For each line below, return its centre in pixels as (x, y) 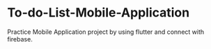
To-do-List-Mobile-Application (99, 13)
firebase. (20, 39)
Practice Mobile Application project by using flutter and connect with (106, 32)
